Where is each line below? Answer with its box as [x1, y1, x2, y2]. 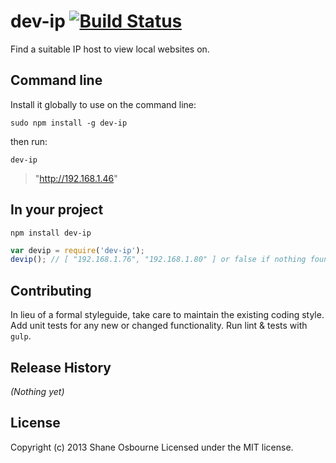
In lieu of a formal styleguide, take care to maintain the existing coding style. [10, 309, 325, 321]
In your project [10, 201, 104, 219]
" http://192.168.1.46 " [34, 172, 118, 184]
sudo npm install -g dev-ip [10, 118, 128, 128]
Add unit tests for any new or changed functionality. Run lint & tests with [10, 320, 308, 332]
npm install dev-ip [10, 228, 92, 238]
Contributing [10, 282, 92, 299]
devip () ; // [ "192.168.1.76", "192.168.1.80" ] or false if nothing [10, 255, 307, 265]
